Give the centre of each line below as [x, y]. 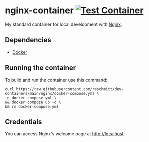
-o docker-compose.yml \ [31, 98]
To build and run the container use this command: [56, 80]
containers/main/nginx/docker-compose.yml [50, 93]
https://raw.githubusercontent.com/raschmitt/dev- [70, 89]
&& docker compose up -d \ [33, 102]
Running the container [41, 68]
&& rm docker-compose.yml [32, 107]
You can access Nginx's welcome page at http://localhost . [65, 134]
